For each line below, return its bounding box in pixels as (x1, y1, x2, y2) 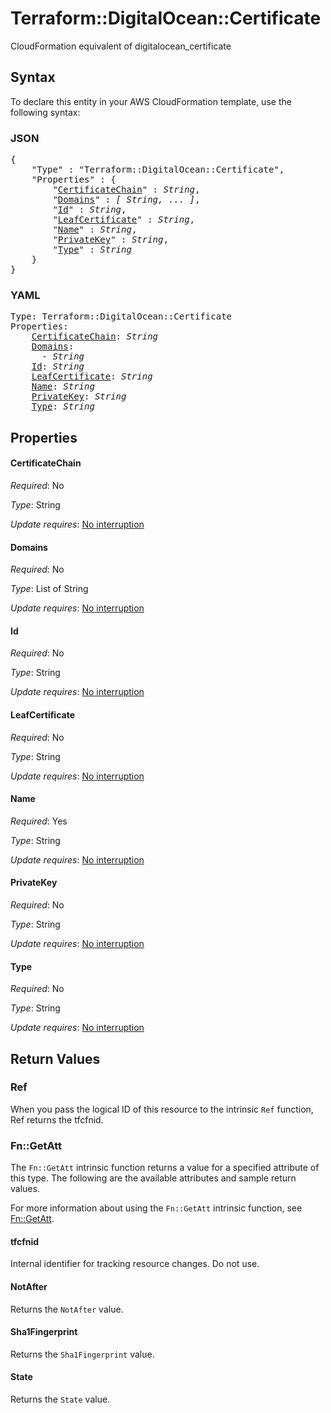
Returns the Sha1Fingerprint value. (10, 1348, 155, 1360)
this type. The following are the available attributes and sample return (10, 1172, 297, 1184)
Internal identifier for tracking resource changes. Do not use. (10, 1258, 260, 1270)
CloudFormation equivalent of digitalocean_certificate (10, 40, 232, 52)
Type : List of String (10, 583, 89, 595)
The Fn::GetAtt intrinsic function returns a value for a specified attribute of (10, 1162, 320, 1174)
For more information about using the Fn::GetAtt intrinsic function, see (10, 1202, 303, 1214)
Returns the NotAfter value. (10, 1303, 124, 1315)
